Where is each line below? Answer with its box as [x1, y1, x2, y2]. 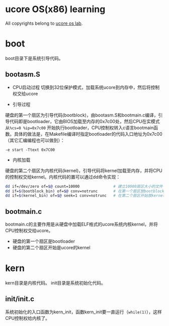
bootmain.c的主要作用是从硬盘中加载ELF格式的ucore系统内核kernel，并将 [5, 221, 158, 228]
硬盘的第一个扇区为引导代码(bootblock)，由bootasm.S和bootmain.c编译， [5, 112, 158, 118]
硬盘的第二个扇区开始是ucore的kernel [12, 245, 91, 251]
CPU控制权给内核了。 [5, 315, 50, 321]
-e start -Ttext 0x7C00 [5, 147, 55, 152]
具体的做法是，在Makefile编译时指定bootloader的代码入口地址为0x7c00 [14, 131, 162, 137]
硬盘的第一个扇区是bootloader [12, 238, 75, 244]
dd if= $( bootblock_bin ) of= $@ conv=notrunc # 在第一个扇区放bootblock [5, 188, 164, 194]
